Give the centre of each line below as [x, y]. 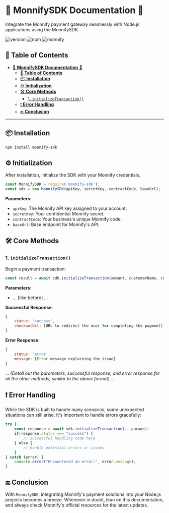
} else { [23, 443]
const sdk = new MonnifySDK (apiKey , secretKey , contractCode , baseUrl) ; [83, 189]
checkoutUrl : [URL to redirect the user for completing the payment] [89, 326]
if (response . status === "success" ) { [54, 434]
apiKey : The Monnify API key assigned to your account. [70, 208]
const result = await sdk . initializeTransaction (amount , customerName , [82, 278]
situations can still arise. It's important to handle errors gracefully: [73, 415]
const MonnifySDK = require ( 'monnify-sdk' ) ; [53, 184]
